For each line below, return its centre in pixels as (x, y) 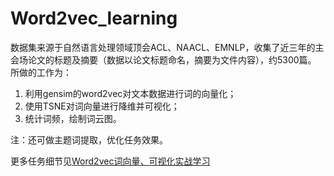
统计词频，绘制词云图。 (73, 118)
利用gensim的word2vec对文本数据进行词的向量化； (130, 93)
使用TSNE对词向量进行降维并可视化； (102, 106)
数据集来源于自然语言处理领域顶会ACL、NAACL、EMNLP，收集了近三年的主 (167, 47)
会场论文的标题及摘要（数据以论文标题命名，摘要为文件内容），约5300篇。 (163, 59)
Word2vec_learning (94, 18)
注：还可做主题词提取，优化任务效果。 (89, 139)
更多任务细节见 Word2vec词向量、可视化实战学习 (110, 161)
